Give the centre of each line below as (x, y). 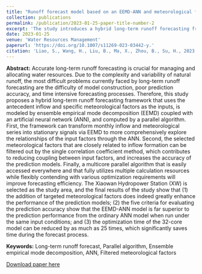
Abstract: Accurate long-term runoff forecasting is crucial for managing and (101, 68)
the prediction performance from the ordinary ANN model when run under (98, 215)
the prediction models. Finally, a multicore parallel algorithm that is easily (96, 164)
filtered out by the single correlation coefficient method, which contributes (98, 151)
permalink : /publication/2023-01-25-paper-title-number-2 (80, 23)
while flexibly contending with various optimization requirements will (91, 177)
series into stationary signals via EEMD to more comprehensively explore (96, 132)
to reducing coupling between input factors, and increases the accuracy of (99, 158)
